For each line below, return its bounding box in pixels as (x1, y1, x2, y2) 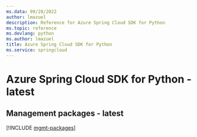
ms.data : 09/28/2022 (6, 8, 57, 15)
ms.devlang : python (6, 31, 54, 37)
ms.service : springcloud (6, 47, 67, 53)
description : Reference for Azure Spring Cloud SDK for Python (6, 19, 166, 25)
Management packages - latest (6, 109, 124, 119)
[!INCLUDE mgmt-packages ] (6, 124, 76, 131)
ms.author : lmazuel (6, 36, 54, 42)
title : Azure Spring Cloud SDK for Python (6, 42, 112, 48)
